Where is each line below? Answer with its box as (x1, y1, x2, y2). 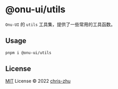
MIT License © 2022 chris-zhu (5, 78, 71, 84)
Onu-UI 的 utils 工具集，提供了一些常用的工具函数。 (5, 21, 115, 27)
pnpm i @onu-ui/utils (5, 50, 52, 55)
